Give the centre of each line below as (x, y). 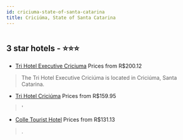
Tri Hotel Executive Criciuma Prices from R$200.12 (78, 66)
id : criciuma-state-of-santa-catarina (56, 12)
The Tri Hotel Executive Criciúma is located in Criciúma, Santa (99, 78)
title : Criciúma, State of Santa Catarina (61, 18)
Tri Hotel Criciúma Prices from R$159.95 (66, 96)
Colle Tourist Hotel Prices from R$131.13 (65, 120)
